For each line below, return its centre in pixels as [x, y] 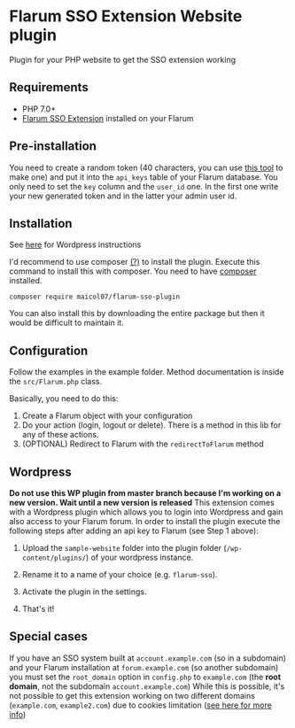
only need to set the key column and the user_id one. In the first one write [144, 186]
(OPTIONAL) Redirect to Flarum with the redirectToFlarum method [143, 444]
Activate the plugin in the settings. [84, 592]
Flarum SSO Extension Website [126, 16]
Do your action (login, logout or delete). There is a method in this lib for [151, 425]
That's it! [38, 609]
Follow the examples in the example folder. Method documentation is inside [147, 372]
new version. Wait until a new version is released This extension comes [142, 503]
